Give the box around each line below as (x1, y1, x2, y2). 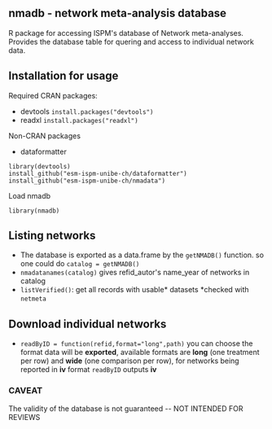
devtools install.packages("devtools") (20, 106, 154, 116)
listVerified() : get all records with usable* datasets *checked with (20, 285, 250, 295)
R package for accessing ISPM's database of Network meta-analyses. (8, 28, 244, 37)
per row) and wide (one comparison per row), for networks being (20, 356, 239, 366)
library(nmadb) (8, 207, 60, 215)
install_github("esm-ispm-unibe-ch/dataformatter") (8, 169, 187, 177)
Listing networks (8, 229, 96, 243)
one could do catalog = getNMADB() (20, 259, 140, 269)
